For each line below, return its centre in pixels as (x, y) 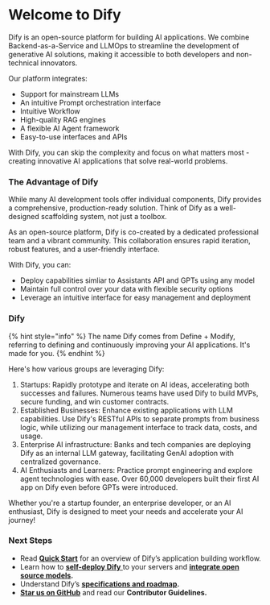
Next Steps (31, 541)
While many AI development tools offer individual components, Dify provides (135, 200)
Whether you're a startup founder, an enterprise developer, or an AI (120, 503)
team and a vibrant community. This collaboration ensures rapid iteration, (129, 241)
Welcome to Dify (65, 15)
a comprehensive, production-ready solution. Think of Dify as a (113, 208)
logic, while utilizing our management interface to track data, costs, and (139, 427)
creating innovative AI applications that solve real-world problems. (118, 161)
